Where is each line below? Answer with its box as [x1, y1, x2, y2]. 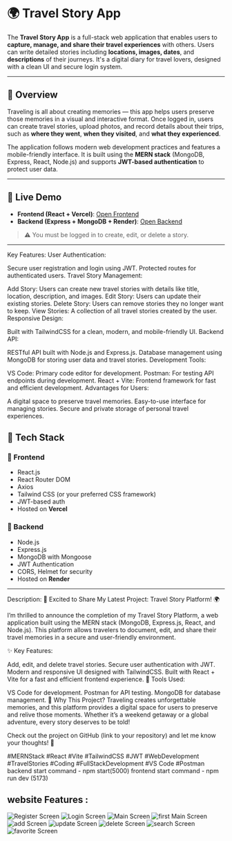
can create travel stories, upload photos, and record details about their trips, [7, 122, 224, 130]
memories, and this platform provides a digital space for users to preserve [7, 703, 218, 711]
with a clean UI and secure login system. [7, 62, 123, 71]
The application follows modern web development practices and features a [7, 142, 221, 151]
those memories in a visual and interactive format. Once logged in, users [7, 115, 214, 123]
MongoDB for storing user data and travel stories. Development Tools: [7, 355, 206, 364]
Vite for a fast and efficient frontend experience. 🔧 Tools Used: [7, 675, 185, 683]
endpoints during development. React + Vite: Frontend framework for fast [7, 376, 216, 385]
